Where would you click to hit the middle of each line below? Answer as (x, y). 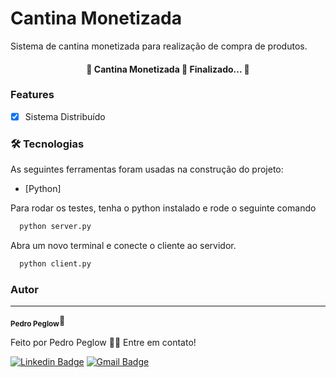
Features (32, 95)
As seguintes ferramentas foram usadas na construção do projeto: (147, 169)
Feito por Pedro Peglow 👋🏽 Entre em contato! (103, 343)
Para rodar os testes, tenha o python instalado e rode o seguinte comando (163, 208)
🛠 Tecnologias (47, 144)
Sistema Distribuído (65, 116)
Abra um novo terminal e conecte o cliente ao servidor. (123, 246)
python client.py (55, 264)
